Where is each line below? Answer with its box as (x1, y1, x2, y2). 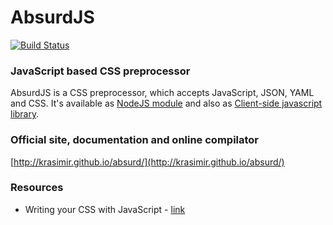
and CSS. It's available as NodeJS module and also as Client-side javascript (10, 97, 323, 110)
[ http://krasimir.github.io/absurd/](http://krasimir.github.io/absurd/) (10, 156, 285, 168)
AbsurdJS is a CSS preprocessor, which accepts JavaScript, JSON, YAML (10, 87, 315, 99)
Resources (10, 181, 64, 195)
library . (10, 108, 40, 120)
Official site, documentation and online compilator (10, 133, 260, 147)
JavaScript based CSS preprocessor (10, 64, 191, 78)
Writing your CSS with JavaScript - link (24, 203, 186, 215)
